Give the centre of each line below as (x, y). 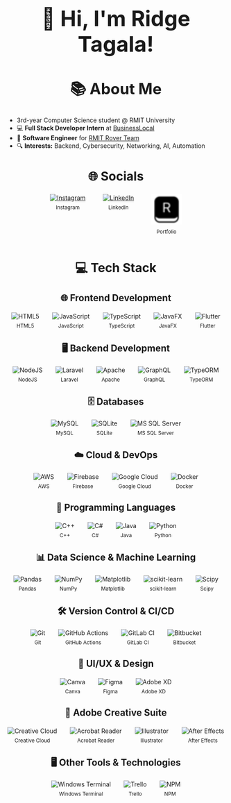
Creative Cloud (32, 741)
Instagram (68, 208)
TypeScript (122, 326)
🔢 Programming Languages (116, 508)
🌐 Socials (116, 176)
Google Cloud (135, 486)
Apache (111, 380)
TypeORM (202, 380)
